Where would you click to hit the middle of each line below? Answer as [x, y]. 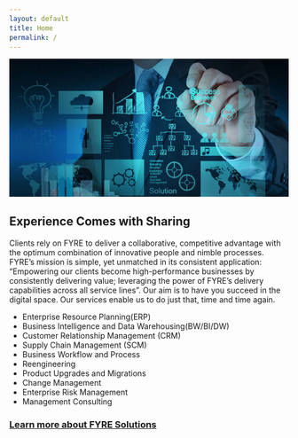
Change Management [62, 382]
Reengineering [49, 364]
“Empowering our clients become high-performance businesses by [132, 271]
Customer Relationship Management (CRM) [102, 335]
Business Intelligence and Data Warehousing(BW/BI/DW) [125, 326]
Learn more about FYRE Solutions [83, 424]
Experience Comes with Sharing [100, 222]
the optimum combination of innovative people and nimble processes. [137, 252]
